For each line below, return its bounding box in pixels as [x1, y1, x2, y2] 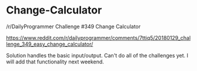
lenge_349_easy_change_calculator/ [6, 40, 94, 48]
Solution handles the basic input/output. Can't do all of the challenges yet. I [6, 52, 189, 59]
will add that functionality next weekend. [6, 58, 104, 65]
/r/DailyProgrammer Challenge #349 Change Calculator [6, 23, 141, 30]
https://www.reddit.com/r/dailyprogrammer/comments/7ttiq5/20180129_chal [6, 34, 191, 41]
